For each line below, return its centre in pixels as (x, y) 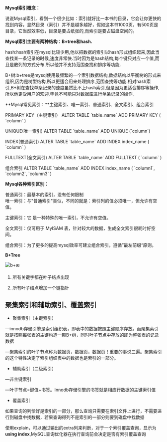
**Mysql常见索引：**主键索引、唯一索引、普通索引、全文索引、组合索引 (80, 105)
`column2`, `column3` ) (29, 174)
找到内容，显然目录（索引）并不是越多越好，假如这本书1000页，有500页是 (82, 25)
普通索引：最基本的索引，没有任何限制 (44, 195)
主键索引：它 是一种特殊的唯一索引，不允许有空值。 (58, 218)
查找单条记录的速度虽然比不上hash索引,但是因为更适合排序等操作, (92, 88)
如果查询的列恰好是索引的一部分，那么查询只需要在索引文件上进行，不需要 (81, 411)
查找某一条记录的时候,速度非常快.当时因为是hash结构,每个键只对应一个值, (80, 58)
